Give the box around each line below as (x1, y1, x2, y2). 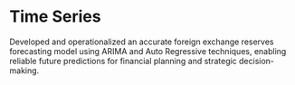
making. (9, 65, 40, 76)
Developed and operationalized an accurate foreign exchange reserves (9, 36, 274, 47)
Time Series (9, 6, 101, 27)
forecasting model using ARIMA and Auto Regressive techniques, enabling (9, 45, 287, 56)
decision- (238, 55, 274, 66)
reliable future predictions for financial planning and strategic (9, 55, 237, 66)
